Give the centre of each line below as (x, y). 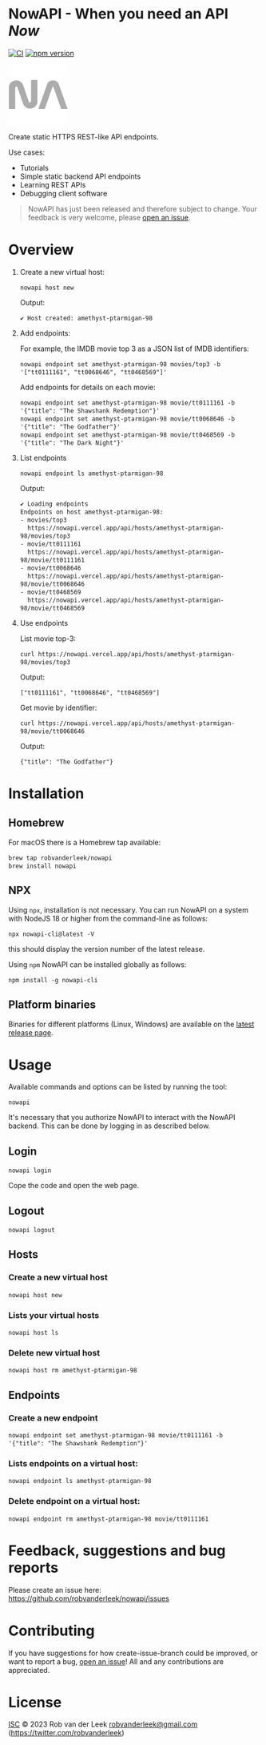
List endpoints (43, 457)
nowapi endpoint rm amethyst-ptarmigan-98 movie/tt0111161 (109, 1519)
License (35, 1702)
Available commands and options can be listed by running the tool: (118, 1087)
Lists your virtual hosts (54, 1315)
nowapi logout (32, 1231)
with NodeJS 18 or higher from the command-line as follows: (108, 918)
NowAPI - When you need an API (119, 14)
